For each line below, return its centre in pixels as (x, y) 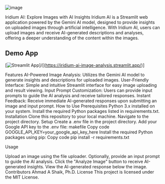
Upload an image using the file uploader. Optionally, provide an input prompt (82, 156)
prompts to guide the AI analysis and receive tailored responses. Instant (78, 95)
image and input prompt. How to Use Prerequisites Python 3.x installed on (80, 106)
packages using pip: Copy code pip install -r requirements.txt (67, 137)
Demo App (22, 53)
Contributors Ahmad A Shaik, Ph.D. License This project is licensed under (80, 172)
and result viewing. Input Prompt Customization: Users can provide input (79, 90)
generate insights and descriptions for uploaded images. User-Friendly (77, 80)
